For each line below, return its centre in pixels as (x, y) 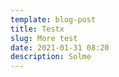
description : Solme (51, 57)
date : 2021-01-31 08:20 (60, 47)
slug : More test (44, 38)
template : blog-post (53, 19)
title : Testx (37, 29)
